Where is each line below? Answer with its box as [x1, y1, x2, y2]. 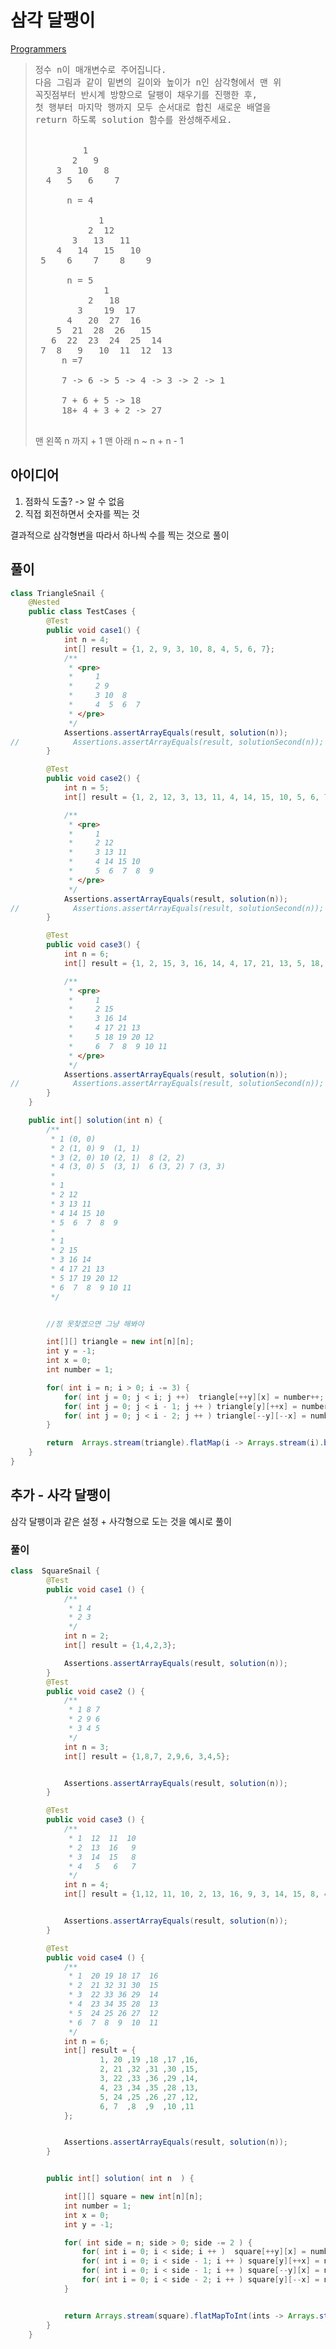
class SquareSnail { [10, 1566, 101, 1576]
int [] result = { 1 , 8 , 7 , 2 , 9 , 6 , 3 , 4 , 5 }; [63, 1751, 231, 1761]
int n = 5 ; [63, 783, 110, 793]
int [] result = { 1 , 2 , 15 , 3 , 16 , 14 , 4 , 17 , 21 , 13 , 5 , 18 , [63, 958, 325, 968]
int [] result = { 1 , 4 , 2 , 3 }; [63, 1641, 177, 1651]
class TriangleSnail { [10, 588, 105, 598]
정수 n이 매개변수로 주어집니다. [34, 64, 167, 75]
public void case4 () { [46, 1952, 145, 1963]
